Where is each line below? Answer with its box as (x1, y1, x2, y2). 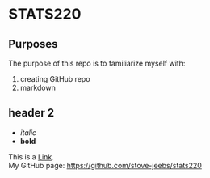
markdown (19, 83, 57, 92)
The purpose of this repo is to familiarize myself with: (8, 58, 186, 68)
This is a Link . (8, 151, 54, 162)
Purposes (8, 37, 58, 51)
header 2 (8, 106, 55, 120)
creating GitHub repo (19, 74, 90, 83)
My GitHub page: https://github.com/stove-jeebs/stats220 (8, 160, 202, 170)
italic (19, 127, 37, 138)
